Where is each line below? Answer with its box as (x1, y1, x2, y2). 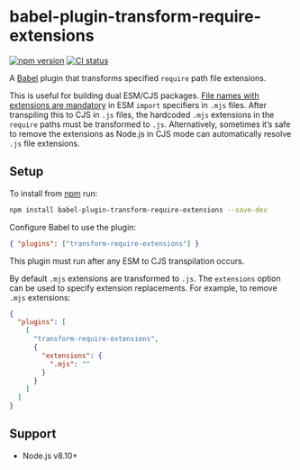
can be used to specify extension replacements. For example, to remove (9, 282, 277, 294)
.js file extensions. (9, 138, 80, 149)
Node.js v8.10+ (22, 450, 78, 461)
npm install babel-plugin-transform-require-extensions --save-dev (9, 205, 268, 214)
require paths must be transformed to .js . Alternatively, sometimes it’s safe (9, 119, 291, 130)
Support (9, 426, 57, 442)
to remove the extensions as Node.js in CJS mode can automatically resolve (9, 128, 292, 139)
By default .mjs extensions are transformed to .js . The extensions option (9, 273, 281, 284)
